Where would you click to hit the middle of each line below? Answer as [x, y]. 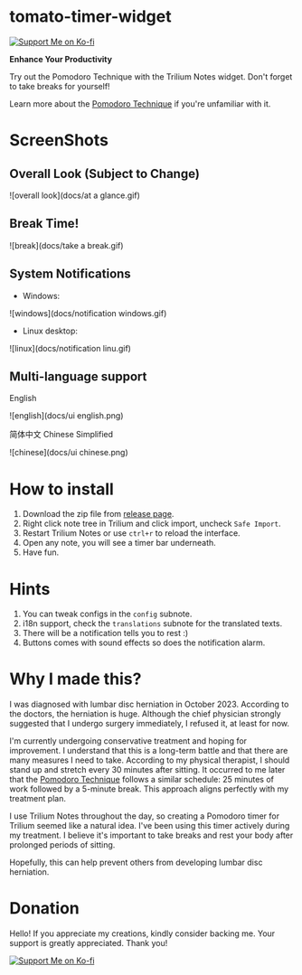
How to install [62, 489]
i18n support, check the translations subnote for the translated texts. [152, 623]
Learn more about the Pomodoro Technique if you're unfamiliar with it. [140, 103]
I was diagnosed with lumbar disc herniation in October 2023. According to [149, 704]
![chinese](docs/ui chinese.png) [69, 453]
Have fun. [41, 552]
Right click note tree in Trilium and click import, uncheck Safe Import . [152, 524]
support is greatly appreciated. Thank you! [89, 943]
